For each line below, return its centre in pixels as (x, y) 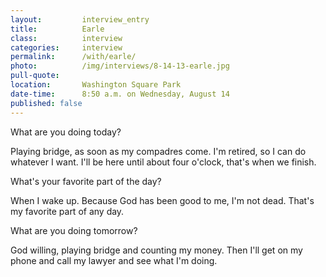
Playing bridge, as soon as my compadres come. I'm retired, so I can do (158, 151)
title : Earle (57, 29)
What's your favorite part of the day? (86, 181)
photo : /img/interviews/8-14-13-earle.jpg (120, 66)
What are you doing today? (66, 132)
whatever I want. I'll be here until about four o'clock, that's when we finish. (163, 162)
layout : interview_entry (80, 19)
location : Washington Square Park (96, 85)
